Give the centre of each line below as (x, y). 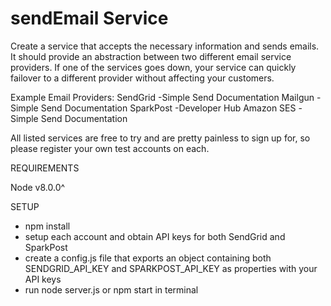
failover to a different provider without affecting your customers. (142, 78)
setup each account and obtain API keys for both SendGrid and (155, 236)
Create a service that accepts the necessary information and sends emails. (165, 46)
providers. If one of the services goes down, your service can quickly (153, 67)
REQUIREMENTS (45, 168)
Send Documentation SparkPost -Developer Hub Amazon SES (168, 108)
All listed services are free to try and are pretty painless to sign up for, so (160, 138)
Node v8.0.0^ (38, 187)
